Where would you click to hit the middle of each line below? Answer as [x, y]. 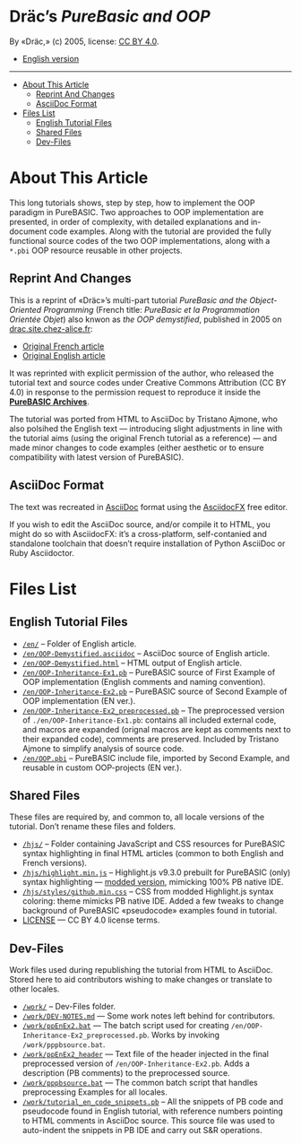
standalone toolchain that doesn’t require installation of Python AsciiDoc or [147, 543]
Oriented [26, 309]
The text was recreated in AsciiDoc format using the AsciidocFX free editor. [149, 507]
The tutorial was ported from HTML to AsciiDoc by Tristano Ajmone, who [144, 419]
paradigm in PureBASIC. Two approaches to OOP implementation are [137, 212]
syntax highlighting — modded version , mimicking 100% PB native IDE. [153, 882]
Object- [263, 300]
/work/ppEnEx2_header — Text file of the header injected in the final [145, 1054]
